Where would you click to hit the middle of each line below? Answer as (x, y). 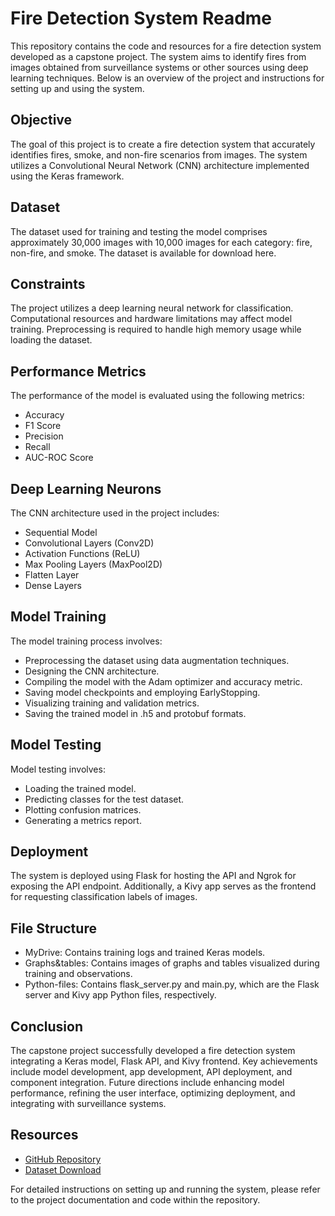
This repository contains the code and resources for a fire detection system (166, 46)
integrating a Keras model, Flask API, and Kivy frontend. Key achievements (164, 1061)
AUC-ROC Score (59, 458)
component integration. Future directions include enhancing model (147, 1083)
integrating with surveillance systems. (88, 1104)
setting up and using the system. (77, 88)
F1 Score (43, 426)
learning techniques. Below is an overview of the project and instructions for (167, 78)
